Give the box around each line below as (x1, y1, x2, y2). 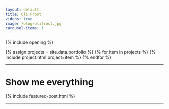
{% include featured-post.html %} (5, 93, 75, 99)
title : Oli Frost (5, 12, 42, 17)
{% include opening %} (5, 39, 54, 45)
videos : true (5, 16, 33, 21)
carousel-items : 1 (5, 26, 44, 31)
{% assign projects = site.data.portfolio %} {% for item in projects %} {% (5, 49, 156, 55)
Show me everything (5, 77, 94, 88)
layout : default (5, 7, 39, 12)
